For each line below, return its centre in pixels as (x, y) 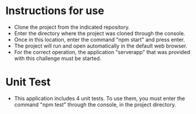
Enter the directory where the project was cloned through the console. (99, 33)
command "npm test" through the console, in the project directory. (95, 105)
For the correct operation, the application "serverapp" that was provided (102, 52)
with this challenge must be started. (58, 58)
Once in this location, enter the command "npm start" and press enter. (99, 39)
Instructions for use (55, 11)
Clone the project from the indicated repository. (72, 27)
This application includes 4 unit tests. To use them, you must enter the (99, 98)
